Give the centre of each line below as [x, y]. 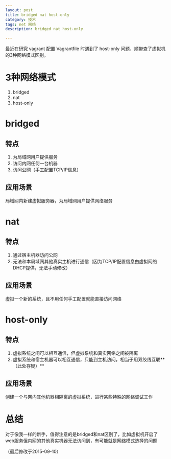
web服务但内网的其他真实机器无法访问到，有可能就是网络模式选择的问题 [81, 441]
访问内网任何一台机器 [35, 164]
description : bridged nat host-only [44, 29]
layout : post [19, 10]
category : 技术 [21, 19]
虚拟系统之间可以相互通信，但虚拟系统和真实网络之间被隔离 [75, 353]
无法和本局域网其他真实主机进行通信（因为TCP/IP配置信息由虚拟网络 [85, 261]
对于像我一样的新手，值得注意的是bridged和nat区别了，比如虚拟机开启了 [82, 434]
